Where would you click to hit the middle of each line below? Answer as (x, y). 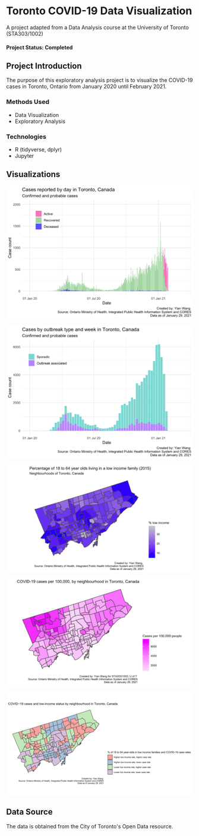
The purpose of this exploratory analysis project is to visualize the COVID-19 (99, 80)
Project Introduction (44, 66)
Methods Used (28, 102)
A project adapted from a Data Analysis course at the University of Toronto (97, 27)
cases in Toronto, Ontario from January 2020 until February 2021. (86, 87)
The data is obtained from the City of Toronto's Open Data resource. (90, 826)
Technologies (26, 137)
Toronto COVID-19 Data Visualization (99, 11)
